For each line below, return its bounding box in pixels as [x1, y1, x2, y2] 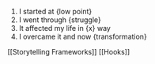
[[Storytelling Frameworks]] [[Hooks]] [7, 47, 130, 56]
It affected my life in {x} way [18, 24, 112, 32]
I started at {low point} [18, 7, 93, 16]
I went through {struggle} [18, 15, 102, 24]
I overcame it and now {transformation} [18, 32, 147, 41]
